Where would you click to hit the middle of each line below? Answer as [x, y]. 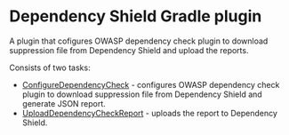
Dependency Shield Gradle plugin [136, 16]
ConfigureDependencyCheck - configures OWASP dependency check [151, 84]
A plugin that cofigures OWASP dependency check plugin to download [139, 41]
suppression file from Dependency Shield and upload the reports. [129, 50]
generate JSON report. [64, 103]
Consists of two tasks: [50, 67]
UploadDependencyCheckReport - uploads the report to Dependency [149, 113]
